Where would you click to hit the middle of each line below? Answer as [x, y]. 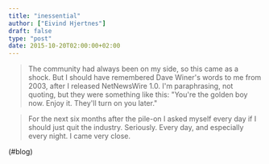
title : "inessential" [45, 16]
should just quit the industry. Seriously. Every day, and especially [136, 128]
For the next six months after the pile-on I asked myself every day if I [142, 119]
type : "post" [30, 38]
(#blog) [21, 152]
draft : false [30, 31]
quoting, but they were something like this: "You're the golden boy [138, 95]
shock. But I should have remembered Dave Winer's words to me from [145, 78]
